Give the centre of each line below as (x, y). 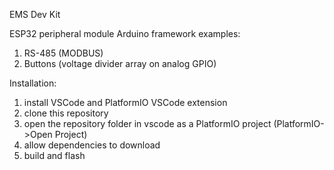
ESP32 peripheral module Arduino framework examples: (125, 33)
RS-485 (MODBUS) (63, 53)
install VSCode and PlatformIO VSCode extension (125, 102)
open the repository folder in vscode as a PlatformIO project (147, 123)
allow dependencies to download (92, 145)
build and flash (54, 155)
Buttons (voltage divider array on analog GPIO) (120, 63)
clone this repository (66, 113)
